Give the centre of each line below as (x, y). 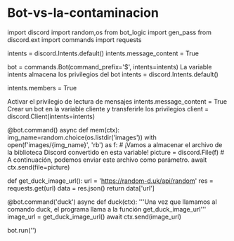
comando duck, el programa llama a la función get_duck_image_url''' (107, 209)
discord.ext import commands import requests (74, 39)
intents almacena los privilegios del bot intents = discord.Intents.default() (113, 74)
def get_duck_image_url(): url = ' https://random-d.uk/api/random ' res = (111, 181)
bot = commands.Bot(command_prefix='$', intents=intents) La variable (110, 67)
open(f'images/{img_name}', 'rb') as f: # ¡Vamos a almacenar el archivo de (115, 144)
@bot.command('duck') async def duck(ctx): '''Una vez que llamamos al (112, 202)
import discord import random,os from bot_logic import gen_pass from (110, 32)
